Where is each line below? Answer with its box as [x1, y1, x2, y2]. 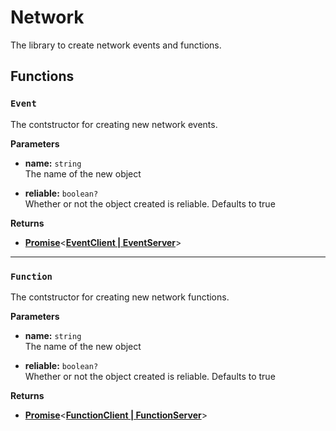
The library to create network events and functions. [10, 39, 222, 51]
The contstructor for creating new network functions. [10, 291, 230, 303]
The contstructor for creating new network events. [10, 118, 218, 130]
